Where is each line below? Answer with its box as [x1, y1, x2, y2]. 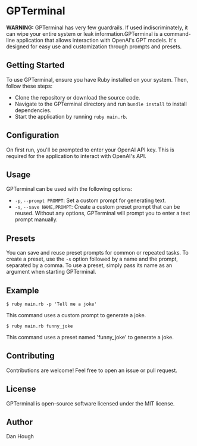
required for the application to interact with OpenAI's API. [6, 152, 147, 159]
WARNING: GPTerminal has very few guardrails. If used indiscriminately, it [6, 24, 188, 31]
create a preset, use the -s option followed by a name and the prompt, [6, 255, 179, 263]
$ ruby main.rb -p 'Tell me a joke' [6, 301, 97, 307]
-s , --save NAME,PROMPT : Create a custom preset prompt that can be [14, 203, 180, 210]
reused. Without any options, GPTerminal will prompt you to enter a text [14, 210, 190, 217]
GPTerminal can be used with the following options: [6, 185, 133, 193]
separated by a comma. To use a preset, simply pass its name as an [6, 262, 173, 269]
